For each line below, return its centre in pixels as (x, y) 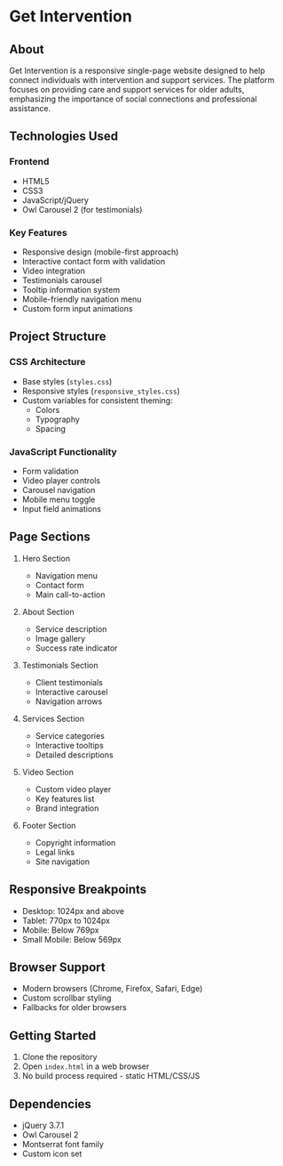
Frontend (29, 162)
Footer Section (49, 825)
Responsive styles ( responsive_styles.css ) (101, 391)
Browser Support (58, 967)
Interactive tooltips (69, 745)
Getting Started (53, 1036)
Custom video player (73, 789)
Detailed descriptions (74, 755)
